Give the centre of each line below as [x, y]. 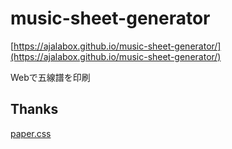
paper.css [31, 133]
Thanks [34, 109]
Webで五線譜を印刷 [50, 77]
